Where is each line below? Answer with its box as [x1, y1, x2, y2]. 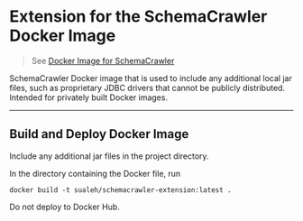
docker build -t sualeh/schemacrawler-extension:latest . [9, 185, 232, 195]
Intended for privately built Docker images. [9, 92, 169, 103]
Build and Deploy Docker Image [9, 126, 189, 142]
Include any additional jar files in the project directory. [9, 151, 209, 161]
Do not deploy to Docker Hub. [9, 201, 120, 212]
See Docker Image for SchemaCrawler [31, 55, 175, 66]
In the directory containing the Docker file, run [9, 168, 181, 179]
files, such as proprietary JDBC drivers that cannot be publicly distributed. [9, 82, 286, 93]
